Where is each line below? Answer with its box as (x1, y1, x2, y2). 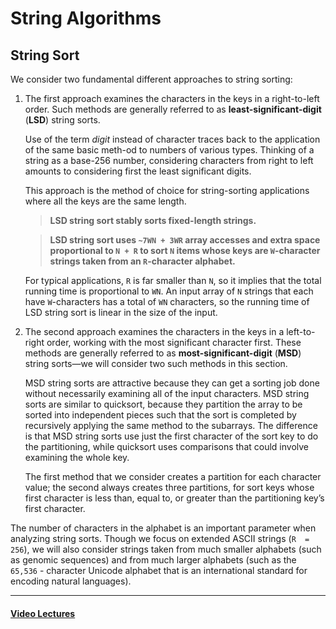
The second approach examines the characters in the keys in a (24, 326, 285, 337)
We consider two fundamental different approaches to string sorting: (10, 73, 293, 85)
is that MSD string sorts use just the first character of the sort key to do (24, 430, 319, 442)
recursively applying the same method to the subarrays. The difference (24, 420, 318, 431)
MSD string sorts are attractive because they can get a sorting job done (24, 377, 320, 389)
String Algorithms (10, 7, 162, 30)
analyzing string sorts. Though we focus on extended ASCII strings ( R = (10, 533, 310, 544)
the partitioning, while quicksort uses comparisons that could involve (24, 441, 310, 452)
